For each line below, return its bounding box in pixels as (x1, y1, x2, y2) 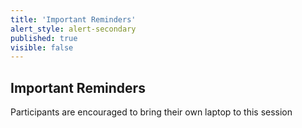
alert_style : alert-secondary (10, 24, 137, 34)
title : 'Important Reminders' (10, 14, 137, 25)
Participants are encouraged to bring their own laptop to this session (10, 106, 293, 118)
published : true (10, 33, 78, 43)
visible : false (10, 42, 74, 53)
